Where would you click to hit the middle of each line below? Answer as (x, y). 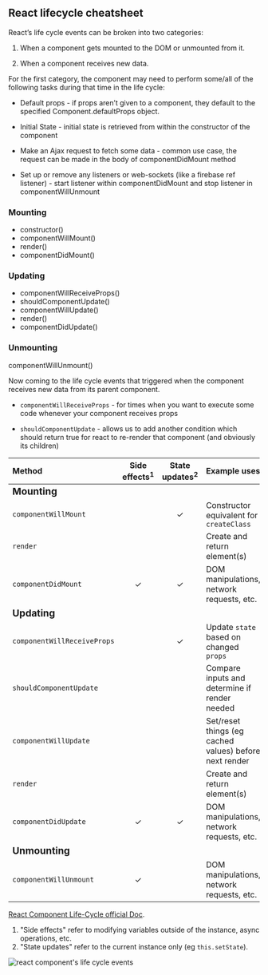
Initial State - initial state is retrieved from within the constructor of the (135, 126)
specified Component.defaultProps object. (90, 111)
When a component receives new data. (84, 63)
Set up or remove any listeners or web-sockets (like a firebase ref (128, 174)
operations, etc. (45, 938)
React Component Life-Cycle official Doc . (77, 914)
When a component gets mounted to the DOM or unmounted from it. (132, 48)
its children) (39, 446)
